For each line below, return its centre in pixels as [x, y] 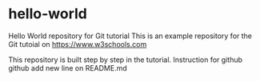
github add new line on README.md [68, 67]
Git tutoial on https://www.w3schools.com [78, 44]
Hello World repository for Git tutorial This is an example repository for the [130, 36]
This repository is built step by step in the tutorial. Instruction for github [125, 60]
